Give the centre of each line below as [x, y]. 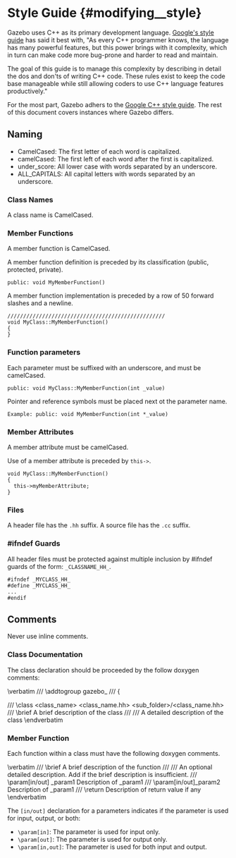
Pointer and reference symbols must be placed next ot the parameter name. [117, 401]
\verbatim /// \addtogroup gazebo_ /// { [64, 691]
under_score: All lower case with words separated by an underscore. [117, 166]
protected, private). [35, 270]
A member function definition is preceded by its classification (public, [108, 262]
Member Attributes [41, 431]
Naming [25, 134]
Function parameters [44, 353]
